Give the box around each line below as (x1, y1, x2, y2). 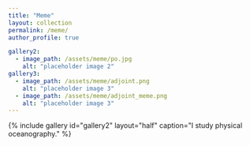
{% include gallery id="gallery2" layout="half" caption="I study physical (8, 121, 243, 130)
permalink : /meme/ (8, 26, 69, 34)
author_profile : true (8, 33, 80, 42)
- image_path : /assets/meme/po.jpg (15, 55, 132, 63)
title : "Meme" (8, 11, 55, 20)
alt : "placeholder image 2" (22, 62, 114, 71)
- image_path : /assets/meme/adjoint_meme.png (15, 92, 168, 99)
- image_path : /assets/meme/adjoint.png (15, 77, 150, 85)
